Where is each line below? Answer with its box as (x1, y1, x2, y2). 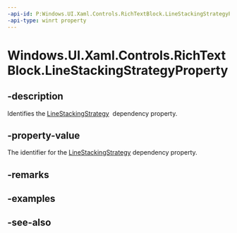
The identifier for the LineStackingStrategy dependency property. (7, 148, 197, 157)
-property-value (7, 129, 80, 141)
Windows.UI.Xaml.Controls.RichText (7, 47, 226, 64)
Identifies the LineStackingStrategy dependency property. (7, 109, 178, 117)
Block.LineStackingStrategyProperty (7, 62, 229, 78)
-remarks (7, 169, 49, 181)
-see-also (7, 217, 51, 229)
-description (7, 90, 63, 102)
